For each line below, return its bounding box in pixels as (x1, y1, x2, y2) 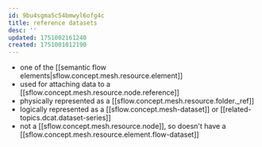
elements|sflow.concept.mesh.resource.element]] (19, 71, 183, 81)
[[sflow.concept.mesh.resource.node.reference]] (19, 88, 180, 97)
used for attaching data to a (19, 80, 111, 89)
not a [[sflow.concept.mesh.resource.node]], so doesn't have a (19, 122, 226, 131)
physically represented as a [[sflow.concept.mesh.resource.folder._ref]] (19, 96, 255, 106)
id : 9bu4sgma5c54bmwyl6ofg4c (8, 11, 105, 20)
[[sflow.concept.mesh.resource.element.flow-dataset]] (19, 130, 200, 139)
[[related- (220, 104, 252, 115)
